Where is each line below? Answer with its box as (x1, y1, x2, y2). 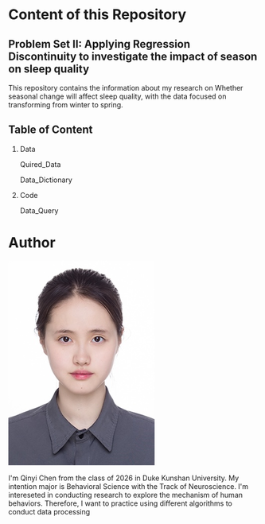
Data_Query (19, 205, 59, 215)
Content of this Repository (8, 6, 187, 24)
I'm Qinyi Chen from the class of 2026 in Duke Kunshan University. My (8, 473, 240, 483)
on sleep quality (8, 62, 90, 76)
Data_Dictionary (19, 175, 73, 184)
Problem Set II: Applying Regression (8, 37, 191, 51)
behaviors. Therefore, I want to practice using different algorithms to (8, 499, 233, 508)
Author (8, 234, 56, 251)
